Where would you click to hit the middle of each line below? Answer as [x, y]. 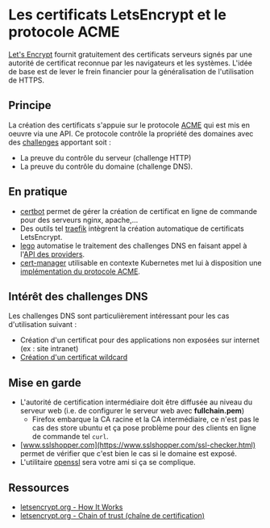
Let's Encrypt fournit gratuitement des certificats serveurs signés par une [130, 54]
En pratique [38, 192]
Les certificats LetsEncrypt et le [118, 15]
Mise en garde [45, 382]
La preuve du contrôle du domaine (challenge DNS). [106, 166]
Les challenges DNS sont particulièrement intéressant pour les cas [119, 316]
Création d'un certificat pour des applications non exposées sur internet [140, 340]
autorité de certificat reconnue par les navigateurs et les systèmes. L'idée [130, 63]
